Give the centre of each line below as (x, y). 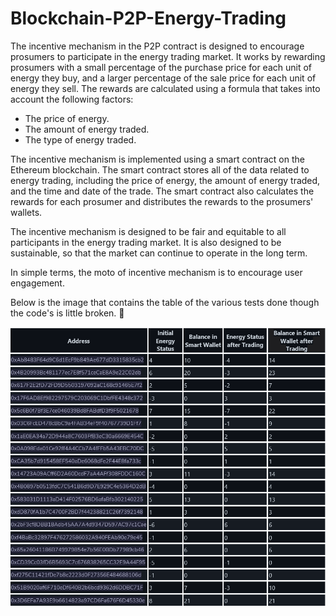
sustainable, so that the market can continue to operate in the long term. (159, 253)
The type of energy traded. (80, 139)
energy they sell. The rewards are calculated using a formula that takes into (165, 88)
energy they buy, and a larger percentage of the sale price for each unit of (163, 78)
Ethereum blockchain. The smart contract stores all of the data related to (160, 169)
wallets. (26, 212)
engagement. (37, 283)
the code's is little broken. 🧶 (67, 313)
